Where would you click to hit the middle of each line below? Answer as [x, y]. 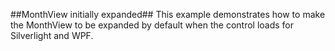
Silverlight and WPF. [52, 35]
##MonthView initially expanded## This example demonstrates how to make [168, 14]
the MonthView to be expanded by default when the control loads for [152, 25]
